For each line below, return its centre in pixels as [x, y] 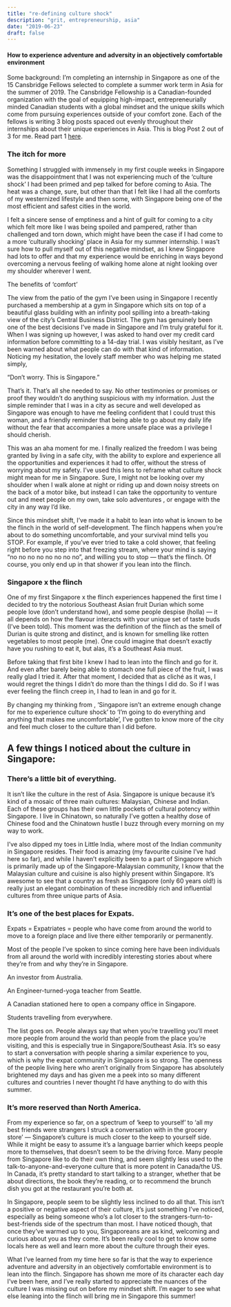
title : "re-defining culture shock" [60, 13]
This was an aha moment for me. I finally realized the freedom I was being [112, 448]
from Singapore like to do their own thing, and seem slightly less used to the [115, 1159]
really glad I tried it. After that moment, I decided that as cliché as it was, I [111, 677]
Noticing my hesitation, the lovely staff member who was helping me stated [114, 356]
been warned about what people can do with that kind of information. [106, 349]
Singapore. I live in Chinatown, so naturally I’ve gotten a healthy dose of [109, 816]
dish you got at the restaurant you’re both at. [71, 1189]
